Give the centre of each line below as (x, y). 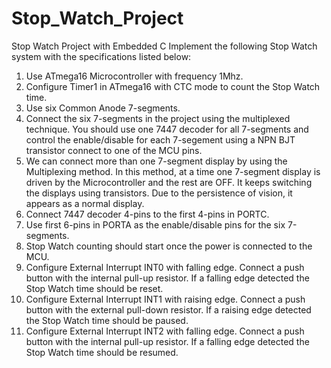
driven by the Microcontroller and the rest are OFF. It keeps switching (169, 182)
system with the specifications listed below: (101, 56)
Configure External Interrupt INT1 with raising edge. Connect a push (165, 299)
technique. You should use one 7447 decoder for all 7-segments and (167, 129)
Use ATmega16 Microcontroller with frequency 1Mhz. (134, 76)
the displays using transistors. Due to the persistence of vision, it (159, 193)
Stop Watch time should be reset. (94, 288)
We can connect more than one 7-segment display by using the (156, 161)
